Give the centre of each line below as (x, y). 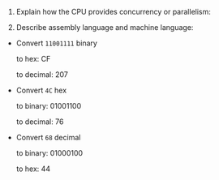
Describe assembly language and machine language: (105, 27)
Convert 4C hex (41, 90)
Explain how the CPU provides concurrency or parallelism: (113, 12)
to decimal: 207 (42, 75)
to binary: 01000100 (49, 153)
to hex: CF (33, 59)
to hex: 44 (33, 169)
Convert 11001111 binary (56, 43)
